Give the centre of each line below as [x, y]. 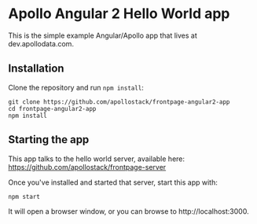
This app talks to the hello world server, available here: [97, 159]
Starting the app [49, 140]
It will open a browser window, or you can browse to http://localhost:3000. [128, 211]
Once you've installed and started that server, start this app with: [113, 182]
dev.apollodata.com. [41, 43]
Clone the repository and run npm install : [76, 87]
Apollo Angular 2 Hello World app [119, 14]
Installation [36, 69]
